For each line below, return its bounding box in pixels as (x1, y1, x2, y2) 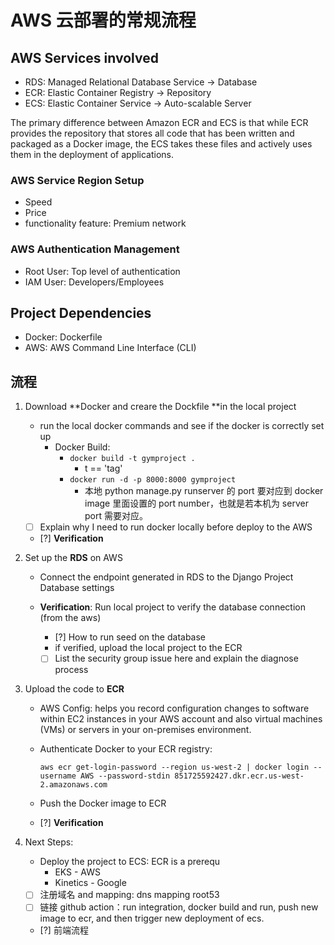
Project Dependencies (10, 304, 152, 321)
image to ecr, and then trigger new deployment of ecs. (39, 912, 265, 925)
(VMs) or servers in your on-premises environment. (39, 724, 252, 736)
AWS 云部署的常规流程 (10, 9, 197, 32)
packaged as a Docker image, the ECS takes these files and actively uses (10, 138, 313, 150)
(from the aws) (39, 612, 102, 624)
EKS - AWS (54, 866, 102, 878)
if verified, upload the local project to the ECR (54, 642, 243, 654)
